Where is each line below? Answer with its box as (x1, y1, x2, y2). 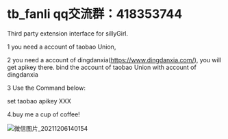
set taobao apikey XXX (7, 97, 72, 105)
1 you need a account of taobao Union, (7, 42, 116, 51)
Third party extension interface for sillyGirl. (7, 29, 129, 38)
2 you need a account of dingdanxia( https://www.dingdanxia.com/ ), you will (7, 55, 221, 64)
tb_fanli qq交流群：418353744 (7, 6, 183, 22)
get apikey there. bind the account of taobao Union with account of (7, 63, 197, 71)
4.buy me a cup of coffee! (7, 110, 80, 118)
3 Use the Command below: (7, 84, 86, 92)
